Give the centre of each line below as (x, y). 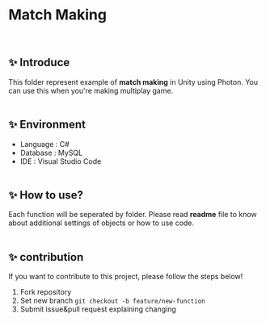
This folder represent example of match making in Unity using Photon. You (133, 82)
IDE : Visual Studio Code (61, 161)
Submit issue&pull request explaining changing (98, 309)
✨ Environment (47, 125)
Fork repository (46, 292)
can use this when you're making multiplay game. (91, 90)
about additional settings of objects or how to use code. (101, 223)
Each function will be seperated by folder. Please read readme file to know (133, 215)
